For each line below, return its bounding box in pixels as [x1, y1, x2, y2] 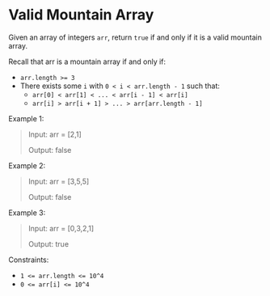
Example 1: [8, 113, 44, 123]
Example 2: [8, 160, 46, 171]
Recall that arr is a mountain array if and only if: [8, 57, 167, 66]
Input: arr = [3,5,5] [27, 176, 90, 186]
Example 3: [8, 208, 46, 218]
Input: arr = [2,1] [27, 129, 82, 139]
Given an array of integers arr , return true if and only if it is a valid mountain [8, 32, 263, 42]
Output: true [27, 239, 70, 248]
